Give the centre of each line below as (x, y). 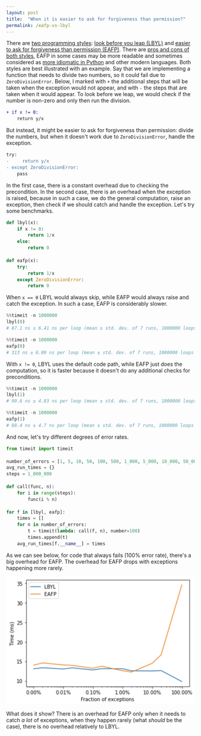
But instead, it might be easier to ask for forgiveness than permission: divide (100, 130)
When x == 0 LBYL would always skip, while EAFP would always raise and (98, 297)
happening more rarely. (35, 568)
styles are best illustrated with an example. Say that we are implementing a (98, 68)
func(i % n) (43, 499)
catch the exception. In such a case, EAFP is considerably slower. (87, 304)
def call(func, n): (31, 487)
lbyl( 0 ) (16, 322)
